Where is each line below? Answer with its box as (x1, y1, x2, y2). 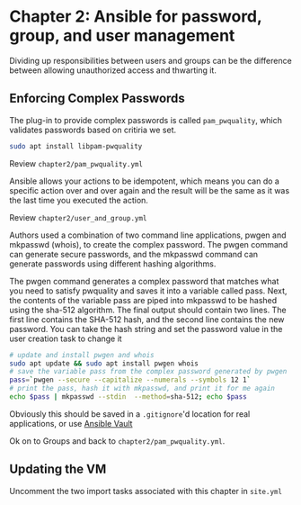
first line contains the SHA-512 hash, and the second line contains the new (9, 313, 285, 325)
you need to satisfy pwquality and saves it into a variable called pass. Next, (9, 285, 288, 296)
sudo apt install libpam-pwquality (9, 141, 143, 150)
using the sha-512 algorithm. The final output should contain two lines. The (9, 304, 287, 315)
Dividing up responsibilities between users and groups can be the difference (9, 55, 292, 66)
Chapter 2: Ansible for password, (9, 6, 262, 27)
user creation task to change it (9, 333, 123, 344)
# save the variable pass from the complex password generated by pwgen (9, 367, 288, 376)
